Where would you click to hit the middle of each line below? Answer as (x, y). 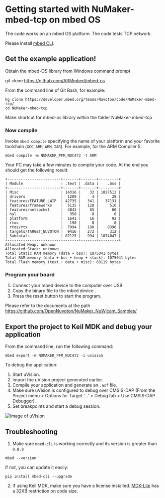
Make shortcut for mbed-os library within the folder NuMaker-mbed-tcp (79, 117)
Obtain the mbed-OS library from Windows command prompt (68, 71)
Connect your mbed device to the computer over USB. (68, 286)
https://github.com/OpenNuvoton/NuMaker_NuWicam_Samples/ (71, 311)
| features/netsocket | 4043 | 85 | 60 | (63, 210)
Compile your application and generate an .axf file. (65, 385)
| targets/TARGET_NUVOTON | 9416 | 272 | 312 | (63, 232)
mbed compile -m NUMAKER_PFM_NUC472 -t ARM (51, 156)
